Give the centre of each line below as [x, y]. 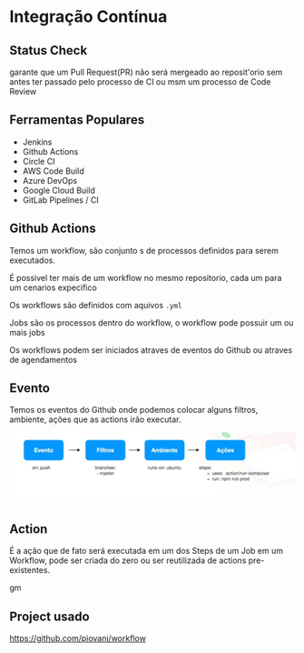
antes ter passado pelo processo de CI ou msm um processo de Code [140, 82]
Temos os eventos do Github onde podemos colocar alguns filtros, [134, 410]
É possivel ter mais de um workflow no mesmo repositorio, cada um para [146, 277]
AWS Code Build [53, 171]
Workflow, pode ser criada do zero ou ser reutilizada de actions [128, 560]
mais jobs [27, 332]
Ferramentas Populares [77, 120]
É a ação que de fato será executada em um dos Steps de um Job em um [147, 551]
